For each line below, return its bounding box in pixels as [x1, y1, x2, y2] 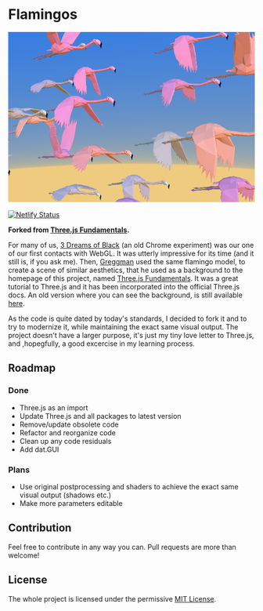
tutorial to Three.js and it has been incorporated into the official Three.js [8, 282, 240, 292]
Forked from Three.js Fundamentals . [8, 225, 130, 235]
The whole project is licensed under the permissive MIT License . [8, 594, 217, 603]
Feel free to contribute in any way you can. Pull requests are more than [8, 542, 236, 551]
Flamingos [8, 5, 78, 24]
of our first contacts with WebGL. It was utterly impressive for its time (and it [8, 249, 254, 258]
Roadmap [8, 362, 56, 375]
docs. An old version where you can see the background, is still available [8, 290, 243, 300]
